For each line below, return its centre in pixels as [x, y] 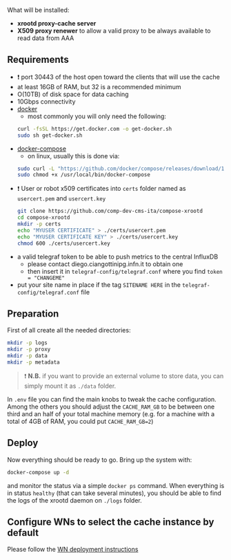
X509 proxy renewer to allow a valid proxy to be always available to [114, 31]
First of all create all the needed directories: [69, 330]
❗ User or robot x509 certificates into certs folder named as [101, 189]
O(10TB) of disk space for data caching [73, 94]
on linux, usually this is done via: [73, 156]
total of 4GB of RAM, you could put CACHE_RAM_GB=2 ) [80, 421]
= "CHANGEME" [46, 278]
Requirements [38, 60]
